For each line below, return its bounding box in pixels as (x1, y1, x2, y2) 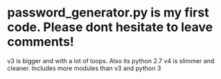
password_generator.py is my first (7, 5, 209, 21)
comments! (7, 34, 75, 49)
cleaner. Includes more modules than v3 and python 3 (7, 64, 161, 72)
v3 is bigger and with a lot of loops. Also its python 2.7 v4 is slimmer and (7, 56, 215, 65)
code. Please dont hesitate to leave (7, 19, 213, 35)
